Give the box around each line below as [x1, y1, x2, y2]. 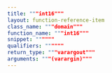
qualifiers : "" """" [7, 42, 64, 49]
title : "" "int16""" [7, 10, 64, 17]
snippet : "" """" [7, 36, 55, 43]
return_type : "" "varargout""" [7, 49, 96, 56]
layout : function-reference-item [7, 17, 105, 24]
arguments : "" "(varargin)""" [7, 56, 92, 63]
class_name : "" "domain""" [7, 23, 83, 30]
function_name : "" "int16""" [7, 29, 90, 37]
